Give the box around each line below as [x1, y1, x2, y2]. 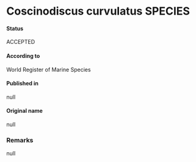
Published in [6, 80, 38, 87]
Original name [6, 107, 43, 114]
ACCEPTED [6, 38, 35, 46]
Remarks [6, 136, 34, 144]
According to [6, 52, 40, 59]
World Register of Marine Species [6, 66, 91, 73]
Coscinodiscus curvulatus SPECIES [6, 4, 191, 18]
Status [6, 24, 24, 32]
